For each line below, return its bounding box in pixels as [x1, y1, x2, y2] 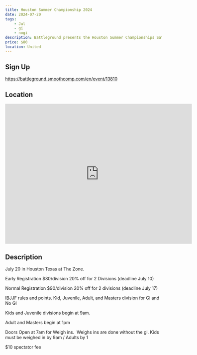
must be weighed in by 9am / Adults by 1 [5, 335, 89, 341]
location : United [5, 44, 41, 49]
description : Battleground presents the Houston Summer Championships [5, 35, 155, 40]
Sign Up [5, 63, 30, 71]
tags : [5, 16, 16, 21]
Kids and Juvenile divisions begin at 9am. [5, 310, 91, 316]
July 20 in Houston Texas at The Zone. [5, 266, 85, 272]
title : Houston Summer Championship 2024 [5, 7, 93, 12]
